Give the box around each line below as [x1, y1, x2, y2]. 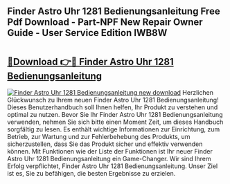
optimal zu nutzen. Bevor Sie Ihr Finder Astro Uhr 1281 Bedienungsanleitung [7, 111, 223, 118]
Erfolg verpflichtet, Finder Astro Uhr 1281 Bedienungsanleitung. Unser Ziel [7, 162, 218, 170]
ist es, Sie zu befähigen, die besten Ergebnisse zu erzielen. [7, 169, 176, 177]
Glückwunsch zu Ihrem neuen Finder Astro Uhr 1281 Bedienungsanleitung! [7, 96, 220, 104]
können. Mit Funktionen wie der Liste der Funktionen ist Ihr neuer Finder [7, 147, 213, 155]
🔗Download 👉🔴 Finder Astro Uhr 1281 [7, 55, 175, 68]
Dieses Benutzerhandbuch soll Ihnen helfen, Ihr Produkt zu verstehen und [7, 103, 218, 111]
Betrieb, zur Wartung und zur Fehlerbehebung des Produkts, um [7, 133, 191, 140]
